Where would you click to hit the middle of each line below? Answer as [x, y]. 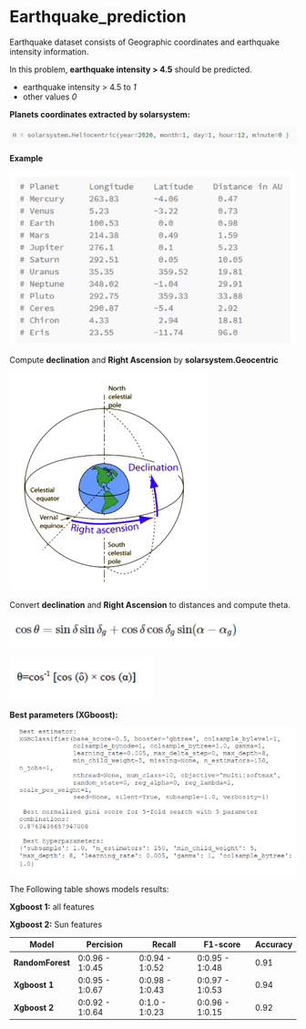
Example [26, 158]
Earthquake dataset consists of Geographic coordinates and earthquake [145, 42]
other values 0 [50, 97]
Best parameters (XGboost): [64, 715]
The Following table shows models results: [89, 889]
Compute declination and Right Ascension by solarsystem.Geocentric [144, 360]
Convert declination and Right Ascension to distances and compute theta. [150, 605]
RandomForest [42, 962]
